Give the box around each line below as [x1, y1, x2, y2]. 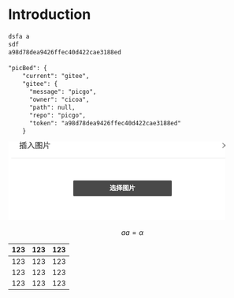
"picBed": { [8, 64, 47, 72]
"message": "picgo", [28, 88, 97, 95]
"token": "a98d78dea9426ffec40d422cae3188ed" [28, 119, 181, 127]
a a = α [121, 227, 144, 237]
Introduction [8, 6, 91, 24]
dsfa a [8, 32, 30, 40]
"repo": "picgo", [28, 111, 87, 119]
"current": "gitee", [22, 72, 90, 80]
